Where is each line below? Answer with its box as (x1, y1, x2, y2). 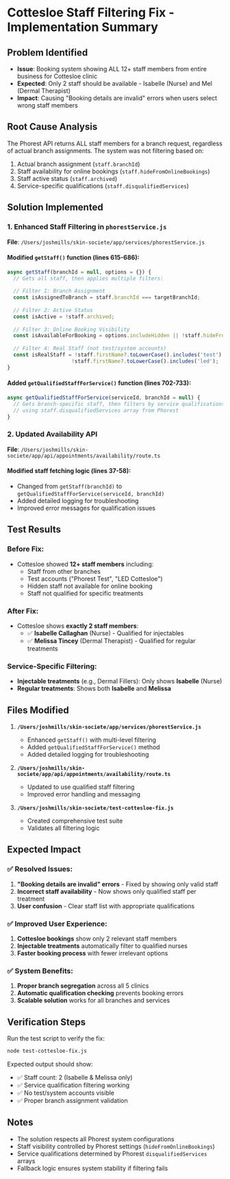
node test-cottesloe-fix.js (7, 1047, 88, 1055)
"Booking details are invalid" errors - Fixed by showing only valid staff (16, 879, 218, 888)
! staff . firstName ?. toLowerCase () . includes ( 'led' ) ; (71, 358, 219, 365)
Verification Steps (7, 1016, 86, 1028)
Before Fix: (7, 544, 44, 554)
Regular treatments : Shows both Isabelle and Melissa (16, 684, 171, 693)
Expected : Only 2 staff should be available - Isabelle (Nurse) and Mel (16, 80, 212, 87)
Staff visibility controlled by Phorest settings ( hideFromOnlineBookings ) (16, 1142, 216, 1150)
